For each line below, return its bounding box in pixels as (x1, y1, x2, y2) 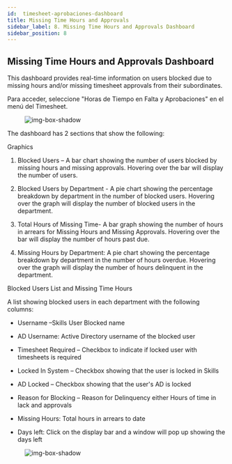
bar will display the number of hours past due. (17, 235, 150, 244)
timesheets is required (17, 353, 82, 362)
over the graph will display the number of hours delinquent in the (17, 263, 203, 272)
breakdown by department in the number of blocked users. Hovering (17, 192, 215, 201)
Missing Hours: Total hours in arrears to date (17, 415, 146, 423)
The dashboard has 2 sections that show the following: (7, 130, 165, 138)
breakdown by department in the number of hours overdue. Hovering (17, 256, 216, 265)
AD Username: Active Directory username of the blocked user (17, 332, 196, 341)
